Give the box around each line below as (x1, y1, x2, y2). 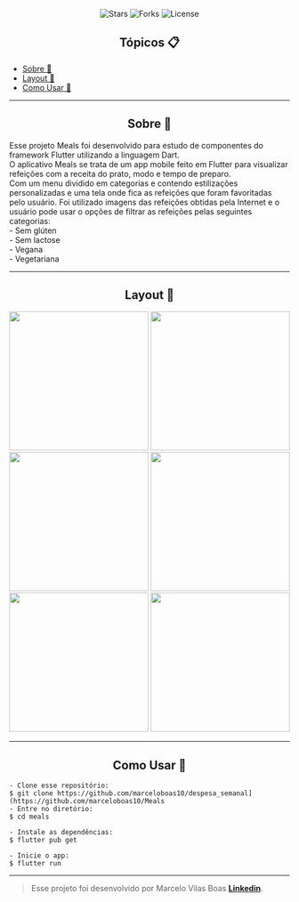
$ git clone (9, 789, 53, 798)
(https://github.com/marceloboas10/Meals (9, 797, 166, 806)
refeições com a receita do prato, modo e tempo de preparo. (9, 168, 231, 179)
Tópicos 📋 (118, 36, 181, 51)
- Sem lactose (9, 234, 61, 245)
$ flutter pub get (9, 836, 77, 845)
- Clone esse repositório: (9, 781, 109, 791)
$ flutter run (9, 859, 62, 868)
